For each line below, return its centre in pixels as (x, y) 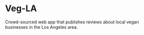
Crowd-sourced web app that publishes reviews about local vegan (72, 22)
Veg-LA (21, 9)
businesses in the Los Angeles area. (42, 27)
